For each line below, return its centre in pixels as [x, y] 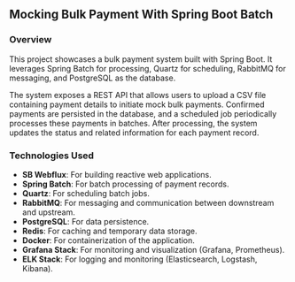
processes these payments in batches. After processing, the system [133, 123]
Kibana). [37, 268]
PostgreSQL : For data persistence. [85, 221]
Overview [31, 40]
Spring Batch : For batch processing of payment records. [125, 184]
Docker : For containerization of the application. [108, 240]
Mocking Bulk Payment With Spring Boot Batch [141, 15]
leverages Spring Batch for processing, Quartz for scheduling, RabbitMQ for [147, 68]
